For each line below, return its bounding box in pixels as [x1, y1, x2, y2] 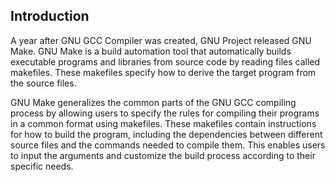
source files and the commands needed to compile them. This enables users [10, 139, 326, 151]
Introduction [10, 8, 90, 25]
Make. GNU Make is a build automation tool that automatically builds [10, 45, 292, 57]
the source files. [10, 77, 77, 89]
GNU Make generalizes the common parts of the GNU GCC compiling [10, 96, 297, 108]
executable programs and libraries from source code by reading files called [10, 55, 321, 68]
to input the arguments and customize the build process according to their [10, 149, 316, 161]
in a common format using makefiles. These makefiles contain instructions [10, 117, 317, 129]
